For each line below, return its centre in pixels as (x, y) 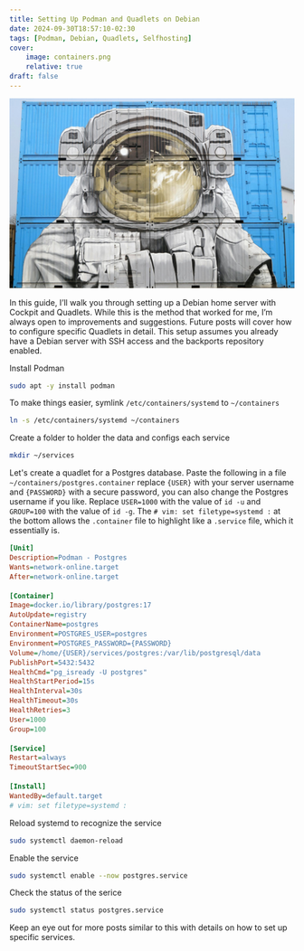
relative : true (54, 67)
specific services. (42, 937)
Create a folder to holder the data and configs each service (120, 438)
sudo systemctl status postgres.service (87, 910)
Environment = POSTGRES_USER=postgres (78, 634)
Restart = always (38, 758)
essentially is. (35, 531)
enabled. (26, 350)
